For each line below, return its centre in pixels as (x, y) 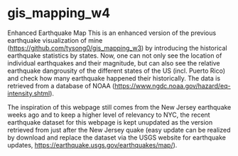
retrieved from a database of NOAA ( (61, 85)
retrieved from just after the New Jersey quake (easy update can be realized (119, 130)
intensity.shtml (29, 93)
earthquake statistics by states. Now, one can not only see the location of (115, 56)
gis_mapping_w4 (59, 13)
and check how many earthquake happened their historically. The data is (114, 78)
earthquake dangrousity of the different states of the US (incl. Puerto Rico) (117, 71)
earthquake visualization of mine (55, 40)
